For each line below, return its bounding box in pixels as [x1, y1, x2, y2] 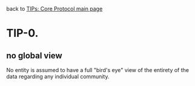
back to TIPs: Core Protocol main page [6, 5, 103, 12]
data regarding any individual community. [6, 73, 110, 80]
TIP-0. [6, 27, 39, 40]
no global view [6, 50, 62, 61]
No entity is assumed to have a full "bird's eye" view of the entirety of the [6, 67, 190, 73]
